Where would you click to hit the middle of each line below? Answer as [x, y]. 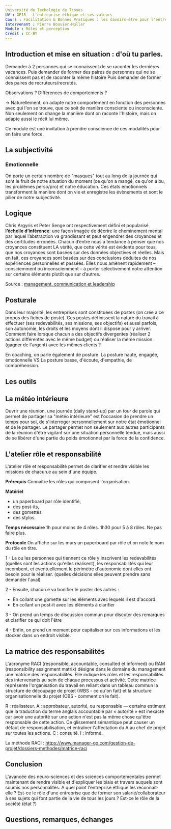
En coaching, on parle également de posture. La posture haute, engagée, [82, 355]
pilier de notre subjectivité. [33, 197]
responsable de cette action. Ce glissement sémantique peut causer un [80, 722]
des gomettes [27, 512]
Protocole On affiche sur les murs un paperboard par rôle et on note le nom [85, 543]
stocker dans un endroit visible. [38, 635]
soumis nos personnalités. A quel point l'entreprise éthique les [70, 787]
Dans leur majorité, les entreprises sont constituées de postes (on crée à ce [85, 312]
